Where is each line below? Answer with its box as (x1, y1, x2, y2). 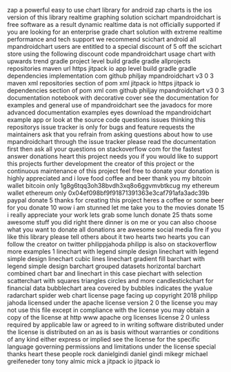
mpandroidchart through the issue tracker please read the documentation (7, 138, 216, 145)
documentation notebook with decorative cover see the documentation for (7, 94, 219, 102)
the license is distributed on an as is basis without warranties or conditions (7, 328, 219, 336)
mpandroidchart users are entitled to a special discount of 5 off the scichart (7, 43, 222, 50)
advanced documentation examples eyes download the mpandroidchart (7, 108, 212, 116)
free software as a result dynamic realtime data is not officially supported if (7, 21, 221, 28)
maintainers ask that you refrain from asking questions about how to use (7, 130, 213, 138)
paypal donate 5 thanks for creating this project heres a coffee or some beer (7, 196, 224, 204)
